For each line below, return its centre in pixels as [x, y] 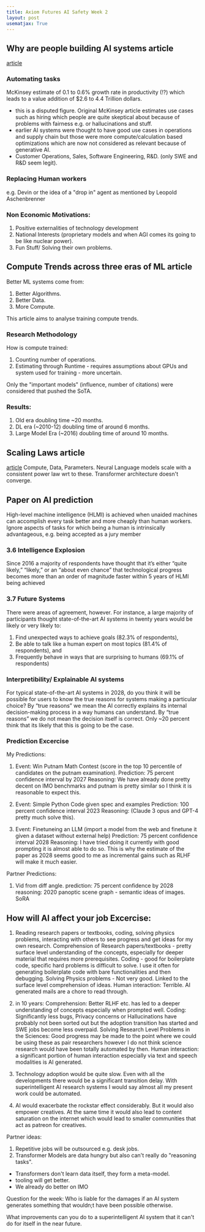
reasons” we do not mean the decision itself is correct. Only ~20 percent [98, 719]
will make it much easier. [46, 862]
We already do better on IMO [52, 1187]
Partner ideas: [24, 1137]
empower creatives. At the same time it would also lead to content [99, 1112]
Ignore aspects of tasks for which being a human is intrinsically [86, 528]
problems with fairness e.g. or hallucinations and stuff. [84, 124]
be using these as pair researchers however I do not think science [98, 1043]
